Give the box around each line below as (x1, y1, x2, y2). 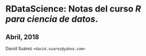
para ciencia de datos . (5, 14, 98, 25)
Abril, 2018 (5, 33, 39, 41)
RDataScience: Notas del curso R (5, 3, 141, 14)
